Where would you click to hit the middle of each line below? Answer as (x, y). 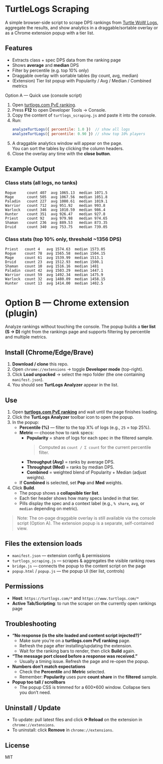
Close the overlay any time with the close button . (62, 153)
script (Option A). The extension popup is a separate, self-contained (85, 523)
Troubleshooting (31, 624)
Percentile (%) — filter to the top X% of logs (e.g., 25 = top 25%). (85, 427)
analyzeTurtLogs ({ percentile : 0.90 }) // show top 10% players (79, 134)
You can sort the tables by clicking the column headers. (68, 148)
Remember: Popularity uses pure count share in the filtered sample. (89, 677)
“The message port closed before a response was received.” (75, 656)
